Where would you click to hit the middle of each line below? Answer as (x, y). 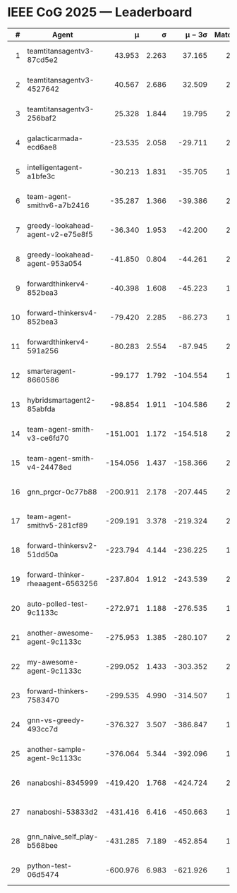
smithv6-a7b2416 (58, 205)
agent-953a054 (55, 263)
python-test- (50, 865)
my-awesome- (53, 662)
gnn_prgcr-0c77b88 (62, 492)
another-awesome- (61, 633)
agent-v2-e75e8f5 (60, 234)
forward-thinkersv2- (62, 545)
